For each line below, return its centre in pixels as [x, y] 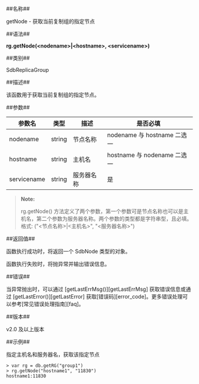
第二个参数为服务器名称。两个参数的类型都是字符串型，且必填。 [114, 219]
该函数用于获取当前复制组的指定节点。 [53, 95]
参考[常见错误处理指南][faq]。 [47, 304]
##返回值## [21, 239]
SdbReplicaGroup [28, 70]
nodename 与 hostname [140, 135]
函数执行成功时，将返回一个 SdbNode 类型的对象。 [68, 251]
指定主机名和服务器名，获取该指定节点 [53, 354]
